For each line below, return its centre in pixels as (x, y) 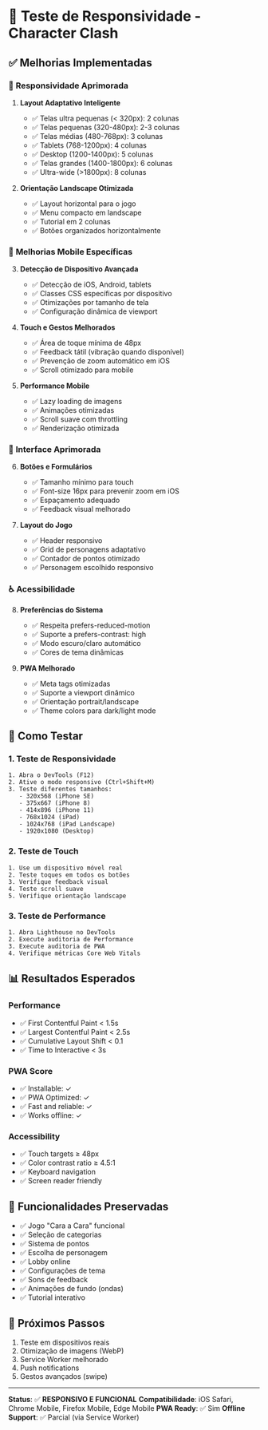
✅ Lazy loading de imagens (77, 402)
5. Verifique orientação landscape (67, 896)
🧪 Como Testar (46, 737)
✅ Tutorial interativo (53, 1297)
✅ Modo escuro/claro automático (86, 643)
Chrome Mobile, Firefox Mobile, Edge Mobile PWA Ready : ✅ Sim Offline (127, 1408)
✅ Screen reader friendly (61, 1181)
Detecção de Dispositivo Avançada (79, 269)
